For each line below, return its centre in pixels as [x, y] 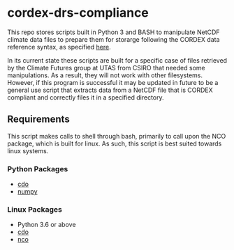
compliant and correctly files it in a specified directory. [86, 97]
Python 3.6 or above [46, 225]
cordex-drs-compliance [78, 13]
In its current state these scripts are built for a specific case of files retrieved [117, 60]
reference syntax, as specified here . [59, 47]
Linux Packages [35, 209]
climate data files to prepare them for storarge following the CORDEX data [114, 39]
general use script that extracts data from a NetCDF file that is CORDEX [110, 90]
